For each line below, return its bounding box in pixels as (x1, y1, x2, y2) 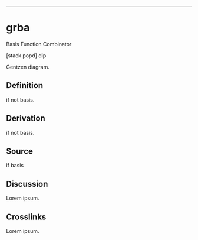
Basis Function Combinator (6, 40, 72, 47)
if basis (6, 162, 24, 169)
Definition (6, 80, 43, 90)
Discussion (6, 179, 48, 189)
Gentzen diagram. (6, 63, 50, 70)
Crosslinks (6, 212, 47, 222)
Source (6, 146, 34, 156)
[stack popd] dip (6, 51, 47, 59)
